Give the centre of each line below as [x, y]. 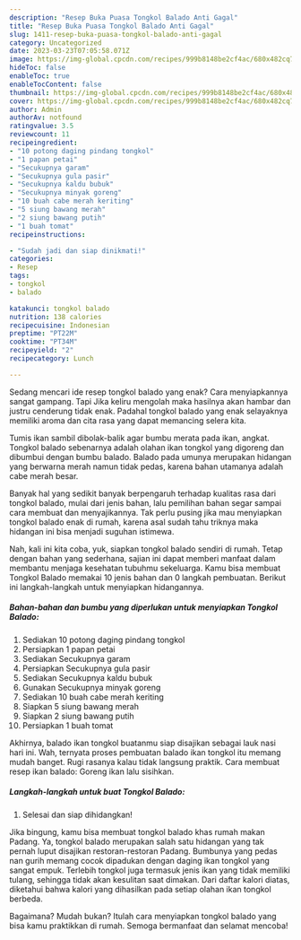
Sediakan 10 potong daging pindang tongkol [103, 640]
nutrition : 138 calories [56, 317]
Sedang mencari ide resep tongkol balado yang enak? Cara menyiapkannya [149, 392]
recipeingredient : [43, 143]
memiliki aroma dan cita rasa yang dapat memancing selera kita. [128, 420]
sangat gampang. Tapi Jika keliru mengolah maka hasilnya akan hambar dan [150, 401]
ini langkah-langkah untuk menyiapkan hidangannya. [107, 587]
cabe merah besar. [44, 475]
